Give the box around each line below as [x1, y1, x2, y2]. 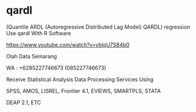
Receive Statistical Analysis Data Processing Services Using [6, 76, 154, 83]
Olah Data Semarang [6, 52, 57, 60]
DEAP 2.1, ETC [6, 99, 42, 106]
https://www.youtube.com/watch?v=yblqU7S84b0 [6, 41, 130, 48]
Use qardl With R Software [6, 29, 71, 36]
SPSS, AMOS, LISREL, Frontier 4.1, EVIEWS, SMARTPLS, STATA [6, 87, 161, 94]
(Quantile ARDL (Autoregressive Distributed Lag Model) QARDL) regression [6, 23, 191, 30]
